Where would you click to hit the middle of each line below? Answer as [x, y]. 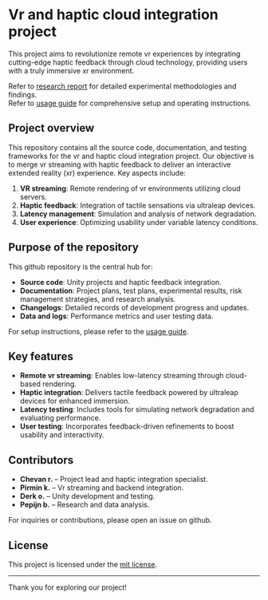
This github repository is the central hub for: [81, 266]
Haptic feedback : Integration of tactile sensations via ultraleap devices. [138, 205]
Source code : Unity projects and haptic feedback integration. [120, 282]
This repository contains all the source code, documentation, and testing [128, 147]
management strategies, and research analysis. [98, 299]
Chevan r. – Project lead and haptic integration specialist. [114, 480]
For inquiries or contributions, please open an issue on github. [110, 520]
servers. [33, 196]
